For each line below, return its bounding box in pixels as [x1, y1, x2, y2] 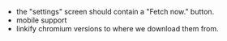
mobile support [15, 15, 67, 25]
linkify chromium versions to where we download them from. [15, 24, 219, 33]
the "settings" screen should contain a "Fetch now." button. [15, 7, 215, 16]
